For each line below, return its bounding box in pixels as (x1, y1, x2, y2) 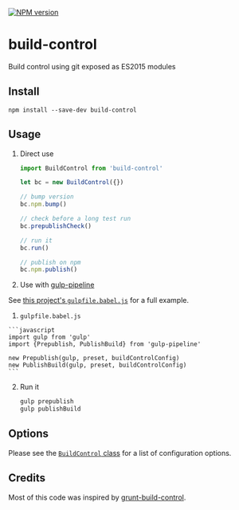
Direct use (19, 148, 54, 159)
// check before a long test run (19, 215, 131, 223)
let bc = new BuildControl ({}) (19, 178, 124, 186)
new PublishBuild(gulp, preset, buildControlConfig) (8, 361, 187, 370)
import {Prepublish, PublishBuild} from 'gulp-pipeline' (8, 340, 202, 348)
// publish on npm (19, 258, 81, 266)
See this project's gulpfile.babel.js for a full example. (8, 296, 190, 305)
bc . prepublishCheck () (19, 222, 92, 230)
